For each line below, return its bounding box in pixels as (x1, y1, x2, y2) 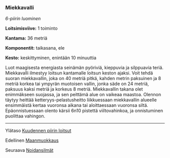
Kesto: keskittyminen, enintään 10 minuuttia (5, 55, 97, 61)
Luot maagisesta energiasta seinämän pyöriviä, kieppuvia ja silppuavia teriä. (5, 65, 163, 71)
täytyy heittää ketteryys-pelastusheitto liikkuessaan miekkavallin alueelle (5, 97, 157, 103)
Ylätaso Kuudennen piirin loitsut (5, 128, 72, 134)
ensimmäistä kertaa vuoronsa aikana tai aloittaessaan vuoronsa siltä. (5, 102, 148, 108)
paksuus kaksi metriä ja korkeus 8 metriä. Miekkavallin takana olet (5, 86, 143, 92)
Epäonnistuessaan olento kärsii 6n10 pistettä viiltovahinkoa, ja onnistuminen (5, 108, 163, 114)
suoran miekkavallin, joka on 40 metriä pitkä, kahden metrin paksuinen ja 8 (5, 75, 161, 82)
